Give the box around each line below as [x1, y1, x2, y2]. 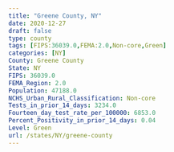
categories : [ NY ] [8, 49, 67, 57]
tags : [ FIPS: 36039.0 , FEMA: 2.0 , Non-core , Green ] [8, 42, 167, 50]
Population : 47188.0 [8, 86, 78, 95]
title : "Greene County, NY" [8, 11, 103, 20]
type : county [8, 34, 52, 43]
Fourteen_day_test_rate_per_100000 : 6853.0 [8, 109, 156, 117]
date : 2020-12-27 [8, 19, 67, 27]
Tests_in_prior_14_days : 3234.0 [8, 101, 116, 109]
